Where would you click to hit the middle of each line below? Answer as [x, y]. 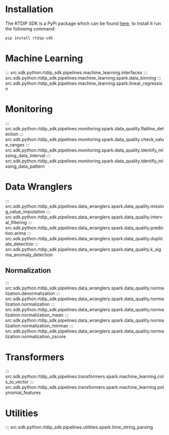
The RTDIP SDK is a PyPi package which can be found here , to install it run [83, 23]
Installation [29, 9]
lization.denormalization [30, 294]
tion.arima [16, 233]
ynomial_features [23, 393]
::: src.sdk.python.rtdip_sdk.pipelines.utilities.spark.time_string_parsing [79, 427]
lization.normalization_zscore [36, 337]
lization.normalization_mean [34, 315]
